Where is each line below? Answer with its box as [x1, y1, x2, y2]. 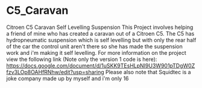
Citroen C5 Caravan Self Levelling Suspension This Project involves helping [6, 24, 194, 31]
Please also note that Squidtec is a [105, 68, 191, 75]
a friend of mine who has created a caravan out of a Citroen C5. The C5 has [6, 30, 195, 37]
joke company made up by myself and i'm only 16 [6, 75, 129, 82]
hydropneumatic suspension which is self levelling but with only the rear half [6, 36, 197, 43]
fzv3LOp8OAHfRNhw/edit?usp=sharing [6, 68, 104, 75]
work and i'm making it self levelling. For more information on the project [6, 49, 186, 56]
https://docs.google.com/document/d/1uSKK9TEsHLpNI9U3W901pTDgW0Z [6, 61, 195, 69]
